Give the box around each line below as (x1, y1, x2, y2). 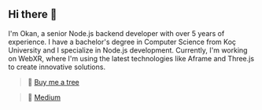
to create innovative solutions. (8, 62, 106, 71)
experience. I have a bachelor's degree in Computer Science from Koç (8, 37, 237, 46)
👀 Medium (27, 92, 61, 102)
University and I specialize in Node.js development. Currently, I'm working (8, 45, 248, 55)
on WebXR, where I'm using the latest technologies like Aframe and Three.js (8, 53, 254, 63)
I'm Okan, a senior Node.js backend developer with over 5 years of (8, 28, 225, 38)
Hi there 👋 (8, 8, 57, 21)
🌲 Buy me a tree (27, 77, 80, 86)
